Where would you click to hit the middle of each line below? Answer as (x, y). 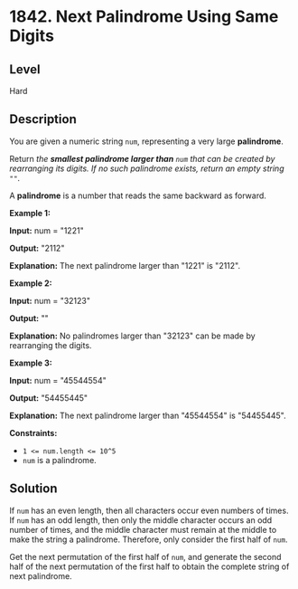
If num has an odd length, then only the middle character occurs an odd (141, 520)
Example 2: (31, 283)
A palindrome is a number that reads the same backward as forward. (138, 195)
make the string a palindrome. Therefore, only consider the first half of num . (149, 539)
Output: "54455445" (49, 398)
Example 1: (30, 213)
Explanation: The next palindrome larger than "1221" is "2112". (125, 265)
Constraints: (33, 432)
